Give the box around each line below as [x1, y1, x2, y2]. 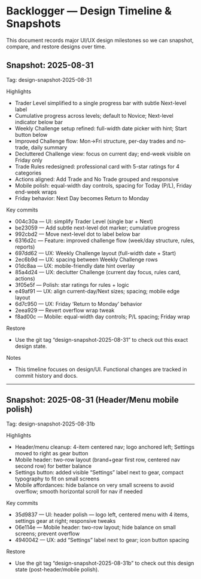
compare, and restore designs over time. [6, 43, 106, 50]
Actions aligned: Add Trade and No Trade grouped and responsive [14, 175, 179, 183]
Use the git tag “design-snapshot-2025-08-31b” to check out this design [14, 559, 194, 566]
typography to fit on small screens [14, 475, 100, 482]
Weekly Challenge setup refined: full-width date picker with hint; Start [14, 124, 187, 132]
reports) [14, 243, 35, 250]
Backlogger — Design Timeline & [6, 4, 172, 18]
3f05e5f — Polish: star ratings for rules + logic [14, 281, 130, 288]
